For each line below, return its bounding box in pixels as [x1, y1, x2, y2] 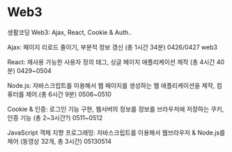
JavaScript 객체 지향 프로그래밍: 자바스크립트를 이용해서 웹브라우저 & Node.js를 [7, 128, 226, 137]
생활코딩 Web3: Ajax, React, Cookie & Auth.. [7, 28, 132, 36]
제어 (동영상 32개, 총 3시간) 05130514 [7, 137, 112, 145]
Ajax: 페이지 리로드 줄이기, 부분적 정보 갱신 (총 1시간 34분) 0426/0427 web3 [7, 43, 218, 51]
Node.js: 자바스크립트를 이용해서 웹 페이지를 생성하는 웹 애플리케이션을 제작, [7, 81, 215, 89]
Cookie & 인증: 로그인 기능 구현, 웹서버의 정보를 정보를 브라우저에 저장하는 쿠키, [7, 105, 224, 113]
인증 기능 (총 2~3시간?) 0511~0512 [7, 113, 103, 122]
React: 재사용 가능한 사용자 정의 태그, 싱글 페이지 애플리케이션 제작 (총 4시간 [7, 57, 215, 66]
